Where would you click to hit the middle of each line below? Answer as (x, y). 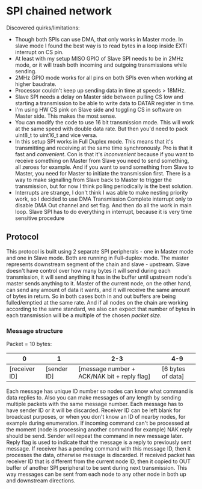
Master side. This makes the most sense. (66, 116)
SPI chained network (59, 11)
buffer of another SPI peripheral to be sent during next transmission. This (97, 468)
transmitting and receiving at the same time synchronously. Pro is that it (104, 148)
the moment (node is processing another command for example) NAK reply (99, 430)
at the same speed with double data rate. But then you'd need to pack (101, 129)
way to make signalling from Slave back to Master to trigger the (93, 180)
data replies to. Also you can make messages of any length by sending (94, 398)
